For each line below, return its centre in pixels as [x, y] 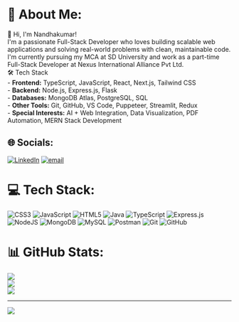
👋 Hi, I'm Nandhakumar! [42, 34]
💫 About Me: [45, 15]
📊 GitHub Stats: [56, 252]
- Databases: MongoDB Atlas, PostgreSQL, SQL [78, 97]
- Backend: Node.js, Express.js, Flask [62, 90]
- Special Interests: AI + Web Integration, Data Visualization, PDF [103, 112]
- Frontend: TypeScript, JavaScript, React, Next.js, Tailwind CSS [102, 82]
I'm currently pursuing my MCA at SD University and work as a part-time [113, 57]
